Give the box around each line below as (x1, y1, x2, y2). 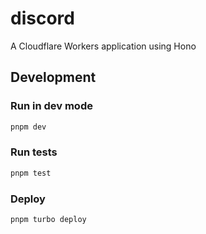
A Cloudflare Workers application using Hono (10, 40, 197, 52)
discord (10, 7, 75, 30)
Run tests (10, 145, 58, 159)
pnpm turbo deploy (10, 214, 87, 224)
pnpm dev (10, 122, 47, 132)
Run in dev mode (10, 99, 93, 113)
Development (10, 69, 97, 86)
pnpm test (10, 168, 52, 178)
